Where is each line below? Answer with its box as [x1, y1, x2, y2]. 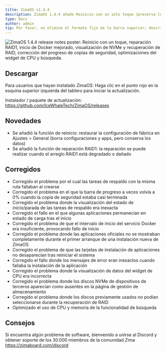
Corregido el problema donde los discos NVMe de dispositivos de [12, 278, 147, 284]
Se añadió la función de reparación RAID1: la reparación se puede [12, 145, 146, 151]
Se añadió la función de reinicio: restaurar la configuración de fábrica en [12, 130, 160, 136]
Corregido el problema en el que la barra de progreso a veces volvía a [12, 189, 155, 195]
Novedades [5, 117, 41, 125]
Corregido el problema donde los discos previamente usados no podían [12, 294, 159, 300]
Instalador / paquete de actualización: [5, 97, 83, 103]
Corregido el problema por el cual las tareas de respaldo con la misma [12, 178, 156, 184]
